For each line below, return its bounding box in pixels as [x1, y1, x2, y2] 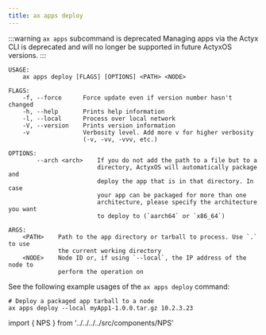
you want [8, 205, 37, 213]
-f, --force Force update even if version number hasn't [22, 93, 233, 102]
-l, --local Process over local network [22, 115, 176, 123]
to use [8, 240, 30, 247]
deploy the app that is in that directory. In [96, 177, 254, 185]
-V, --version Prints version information [22, 121, 176, 130]
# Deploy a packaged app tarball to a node [8, 297, 155, 305]
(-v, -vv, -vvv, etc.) [83, 135, 158, 143]
